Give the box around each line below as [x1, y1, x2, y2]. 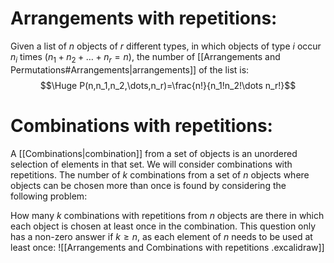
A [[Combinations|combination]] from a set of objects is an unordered [10, 147, 298, 159]
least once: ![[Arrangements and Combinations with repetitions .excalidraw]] [10, 241, 325, 253]
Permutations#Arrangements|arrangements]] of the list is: [10, 63, 250, 76]
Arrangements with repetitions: [10, 7, 278, 30]
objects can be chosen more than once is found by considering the [10, 179, 287, 191]
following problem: [10, 190, 88, 202]
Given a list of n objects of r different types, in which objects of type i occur [10, 40, 322, 52]
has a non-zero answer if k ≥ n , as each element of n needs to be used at [10, 230, 313, 242]
